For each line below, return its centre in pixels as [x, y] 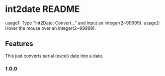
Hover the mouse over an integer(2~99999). [50, 28]
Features [19, 44]
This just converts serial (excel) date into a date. [54, 56]
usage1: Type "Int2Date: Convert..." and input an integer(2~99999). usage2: [83, 23]
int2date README [42, 9]
